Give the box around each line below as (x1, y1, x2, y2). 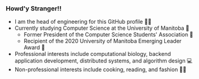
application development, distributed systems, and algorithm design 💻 (14, 57, 193, 64)
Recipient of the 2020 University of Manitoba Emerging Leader (23, 38, 182, 45)
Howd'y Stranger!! (5, 4, 62, 13)
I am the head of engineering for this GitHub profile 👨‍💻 (14, 18, 152, 26)
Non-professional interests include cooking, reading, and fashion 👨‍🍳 (14, 66, 187, 74)
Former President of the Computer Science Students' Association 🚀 (23, 31, 194, 38)
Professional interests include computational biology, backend (14, 50, 172, 58)
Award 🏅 (23, 44, 45, 51)
